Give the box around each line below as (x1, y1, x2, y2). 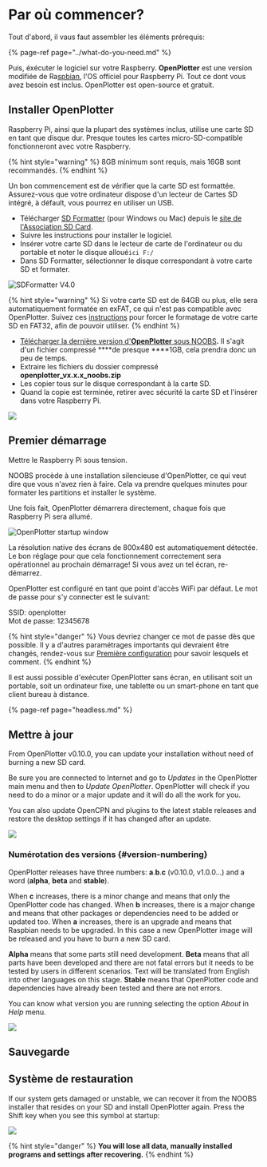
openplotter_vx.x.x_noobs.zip (19, 370, 122, 380)
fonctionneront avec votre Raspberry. (8, 141, 132, 151)
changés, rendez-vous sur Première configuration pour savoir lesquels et (8, 648, 249, 658)
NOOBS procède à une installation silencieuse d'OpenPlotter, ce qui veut (8, 470, 247, 480)
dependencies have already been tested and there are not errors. (8, 983, 223, 993)
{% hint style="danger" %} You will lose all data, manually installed (8, 1141, 233, 1150)
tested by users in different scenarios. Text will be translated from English (8, 966, 249, 976)
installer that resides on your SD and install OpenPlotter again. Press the (8, 1101, 245, 1112)
